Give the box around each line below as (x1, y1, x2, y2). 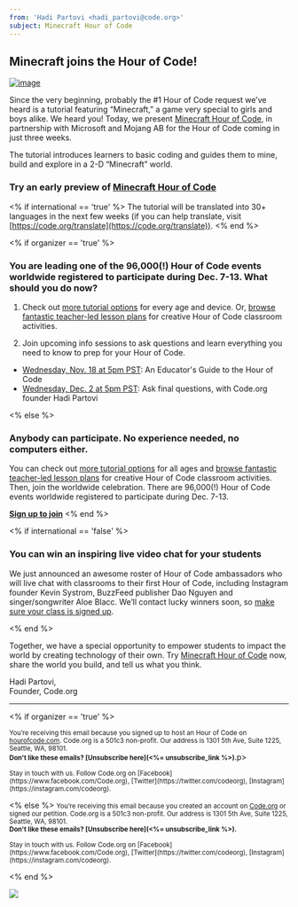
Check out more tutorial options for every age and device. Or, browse (21, 301, 276, 312)
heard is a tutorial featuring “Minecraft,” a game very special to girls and (9, 104, 272, 115)
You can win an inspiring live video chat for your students (9, 548, 262, 560)
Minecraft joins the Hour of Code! (9, 54, 198, 69)
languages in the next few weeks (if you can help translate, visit (9, 210, 242, 222)
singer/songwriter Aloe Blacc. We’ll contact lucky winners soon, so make (9, 596, 275, 607)
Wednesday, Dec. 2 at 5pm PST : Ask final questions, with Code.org (21, 383, 268, 394)
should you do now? (9, 281, 98, 293)
